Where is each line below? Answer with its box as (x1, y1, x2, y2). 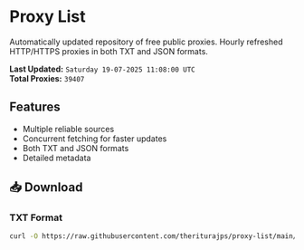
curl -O (9, 232, 39, 241)
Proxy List (9, 6, 86, 27)
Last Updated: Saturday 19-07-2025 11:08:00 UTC (9, 63, 196, 74)
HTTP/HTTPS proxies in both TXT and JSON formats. (9, 45, 208, 56)
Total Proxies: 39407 (9, 72, 85, 83)
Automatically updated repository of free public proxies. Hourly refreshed (9, 36, 283, 47)
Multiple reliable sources (22, 123, 115, 134)
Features (9, 100, 61, 115)
